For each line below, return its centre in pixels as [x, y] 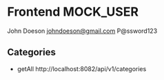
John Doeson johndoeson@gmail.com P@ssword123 [82, 31]
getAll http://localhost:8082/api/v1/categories [82, 68]
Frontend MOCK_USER [73, 12]
